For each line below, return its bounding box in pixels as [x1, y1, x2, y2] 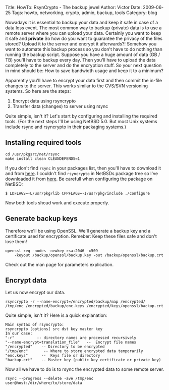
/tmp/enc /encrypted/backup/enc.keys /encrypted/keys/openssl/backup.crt [5, 304, 164, 309]
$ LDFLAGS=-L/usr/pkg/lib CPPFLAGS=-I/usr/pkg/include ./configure [5, 191, 150, 196]
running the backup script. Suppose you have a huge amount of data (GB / [5, 51, 160, 58]
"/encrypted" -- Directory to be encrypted [5, 344, 105, 350]
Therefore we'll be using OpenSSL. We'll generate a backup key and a [5, 228, 151, 234]
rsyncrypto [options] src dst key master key [5, 326, 102, 332]
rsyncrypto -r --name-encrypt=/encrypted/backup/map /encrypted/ [5, 299, 145, 304]
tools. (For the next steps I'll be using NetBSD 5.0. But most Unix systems [5, 119, 157, 124]
